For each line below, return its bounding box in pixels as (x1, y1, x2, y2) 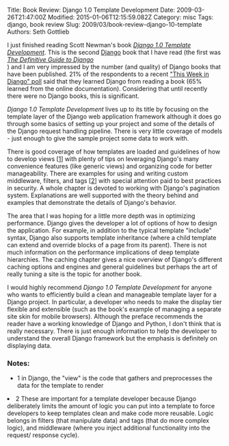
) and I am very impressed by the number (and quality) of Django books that (7, 63, 221, 71)
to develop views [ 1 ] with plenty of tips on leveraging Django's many (7, 155, 200, 163)
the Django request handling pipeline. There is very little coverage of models (7, 127, 223, 135)
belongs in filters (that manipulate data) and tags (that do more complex (7, 417, 210, 425)
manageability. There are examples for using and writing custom (7, 169, 189, 177)
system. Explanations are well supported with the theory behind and (7, 191, 199, 199)
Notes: (7, 358, 30, 368)
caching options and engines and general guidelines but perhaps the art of (7, 263, 218, 271)
